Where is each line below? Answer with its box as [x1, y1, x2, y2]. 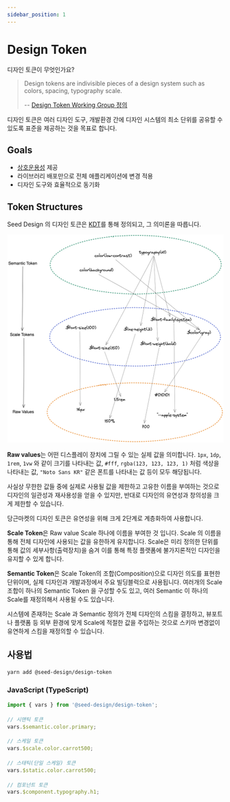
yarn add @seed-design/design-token [7, 668, 112, 675]
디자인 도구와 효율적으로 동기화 [16, 181, 100, 189]
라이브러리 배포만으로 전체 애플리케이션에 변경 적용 [16, 172, 153, 181]
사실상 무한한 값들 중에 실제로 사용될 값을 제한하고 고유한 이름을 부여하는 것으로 [7, 482, 220, 491]
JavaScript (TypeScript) [7, 685, 89, 695]
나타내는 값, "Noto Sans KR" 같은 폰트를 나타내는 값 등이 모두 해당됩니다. [7, 468, 202, 475]
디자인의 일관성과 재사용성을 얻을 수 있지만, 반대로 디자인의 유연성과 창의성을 [7, 491, 213, 499]
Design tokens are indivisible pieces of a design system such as [23, 79, 205, 88]
